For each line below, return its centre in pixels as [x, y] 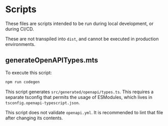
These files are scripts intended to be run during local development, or [79, 23]
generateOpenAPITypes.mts [52, 60]
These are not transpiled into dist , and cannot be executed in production [82, 39]
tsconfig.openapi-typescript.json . [43, 103]
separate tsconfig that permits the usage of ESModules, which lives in [79, 97]
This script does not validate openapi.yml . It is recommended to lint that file [84, 112]
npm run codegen [22, 82]
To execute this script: [29, 72]
